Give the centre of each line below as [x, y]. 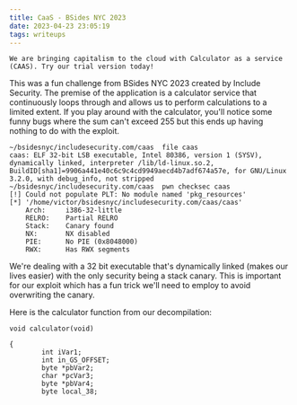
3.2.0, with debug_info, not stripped [82, 179]
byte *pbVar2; [68, 368]
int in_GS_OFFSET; [76, 360]
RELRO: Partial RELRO [72, 218]
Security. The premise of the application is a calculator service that [133, 93]
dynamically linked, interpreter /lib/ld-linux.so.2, [112, 163]
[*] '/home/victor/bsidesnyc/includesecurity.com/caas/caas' [126, 203]
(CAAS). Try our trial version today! [82, 67]
